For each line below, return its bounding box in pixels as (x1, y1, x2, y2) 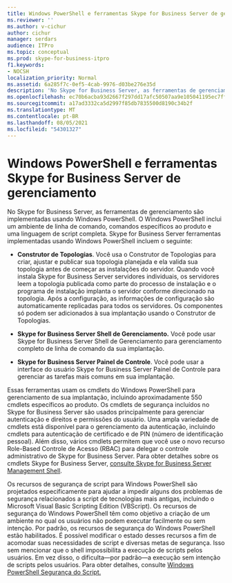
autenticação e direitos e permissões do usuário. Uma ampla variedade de (7, 415, 219, 423)
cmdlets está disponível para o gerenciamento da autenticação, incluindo (7, 423, 215, 431)
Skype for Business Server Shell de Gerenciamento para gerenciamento (17, 337, 222, 345)
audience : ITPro (7, 42, 54, 49)
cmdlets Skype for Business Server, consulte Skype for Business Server (7, 459, 212, 468)
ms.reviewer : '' (7, 17, 54, 23)
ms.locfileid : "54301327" (7, 126, 81, 133)
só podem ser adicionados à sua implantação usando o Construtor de (17, 309, 216, 318)
